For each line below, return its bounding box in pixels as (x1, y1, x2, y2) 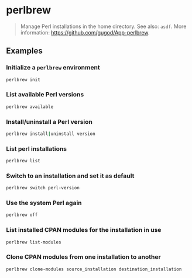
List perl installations (6, 144, 67, 152)
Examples (6, 46, 43, 56)
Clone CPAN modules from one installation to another (6, 253, 161, 261)
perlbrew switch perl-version (6, 185, 80, 191)
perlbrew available (6, 103, 54, 110)
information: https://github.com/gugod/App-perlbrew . (20, 29, 150, 36)
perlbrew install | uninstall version (6, 131, 95, 137)
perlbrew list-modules (6, 239, 61, 245)
